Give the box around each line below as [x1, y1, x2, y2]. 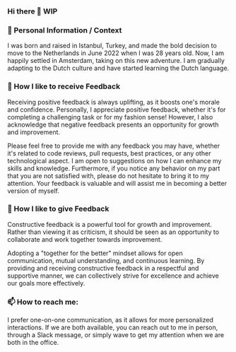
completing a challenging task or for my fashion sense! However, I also [7, 112, 213, 121]
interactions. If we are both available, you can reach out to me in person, [7, 323, 218, 332]
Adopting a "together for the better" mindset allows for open [7, 249, 183, 257]
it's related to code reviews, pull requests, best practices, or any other [7, 148, 211, 158]
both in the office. [7, 339, 59, 347]
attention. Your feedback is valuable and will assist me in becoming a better [7, 179, 228, 187]
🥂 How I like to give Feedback [7, 204, 110, 214]
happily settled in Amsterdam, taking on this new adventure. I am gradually [7, 57, 225, 65]
